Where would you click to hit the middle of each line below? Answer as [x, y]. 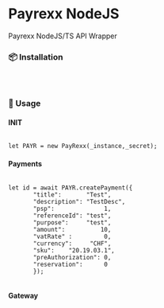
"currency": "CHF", [72, 244]
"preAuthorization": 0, [72, 257]
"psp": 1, [72, 209]
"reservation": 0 [71, 264]
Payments [25, 163]
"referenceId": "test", [72, 216]
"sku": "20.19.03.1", [74, 250]
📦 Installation [36, 57]
